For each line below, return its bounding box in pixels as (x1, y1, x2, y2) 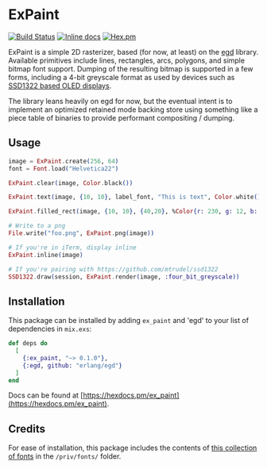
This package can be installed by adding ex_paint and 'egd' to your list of (8, 316, 249, 325)
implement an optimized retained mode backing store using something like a (8, 105, 258, 114)
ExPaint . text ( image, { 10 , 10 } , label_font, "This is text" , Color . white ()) (8, 193, 265, 202)
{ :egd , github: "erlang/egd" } (22, 361, 123, 370)
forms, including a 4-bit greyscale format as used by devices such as (8, 72, 235, 82)
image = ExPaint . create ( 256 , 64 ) (8, 157, 119, 165)
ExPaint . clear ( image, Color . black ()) (8, 179, 133, 187)
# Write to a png (8, 222, 66, 230)
